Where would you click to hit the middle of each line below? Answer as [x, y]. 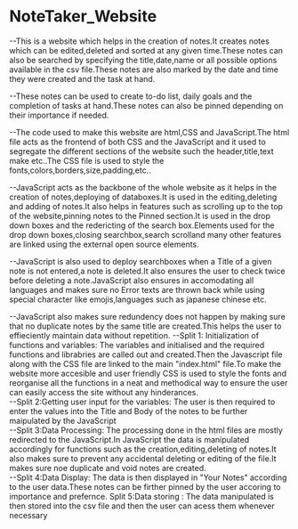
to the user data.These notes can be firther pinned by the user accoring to [145, 486]
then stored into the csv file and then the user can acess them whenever [142, 506]
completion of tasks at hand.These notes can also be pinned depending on [146, 105]
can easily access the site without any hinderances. [104, 392]
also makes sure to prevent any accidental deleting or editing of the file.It [143, 458]
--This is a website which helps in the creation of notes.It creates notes [139, 41]
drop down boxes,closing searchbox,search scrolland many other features [145, 234]
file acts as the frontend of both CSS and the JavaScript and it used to [138, 142]
